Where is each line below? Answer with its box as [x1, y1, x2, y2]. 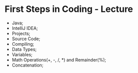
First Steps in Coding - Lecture [4, 3, 134, 15]
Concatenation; [11, 62, 44, 68]
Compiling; [11, 41, 34, 47]
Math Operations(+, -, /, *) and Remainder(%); [11, 57, 106, 63]
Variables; [11, 51, 33, 58]
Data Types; [11, 46, 37, 52]
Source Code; [11, 36, 41, 42]
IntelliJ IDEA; [11, 25, 38, 31]
